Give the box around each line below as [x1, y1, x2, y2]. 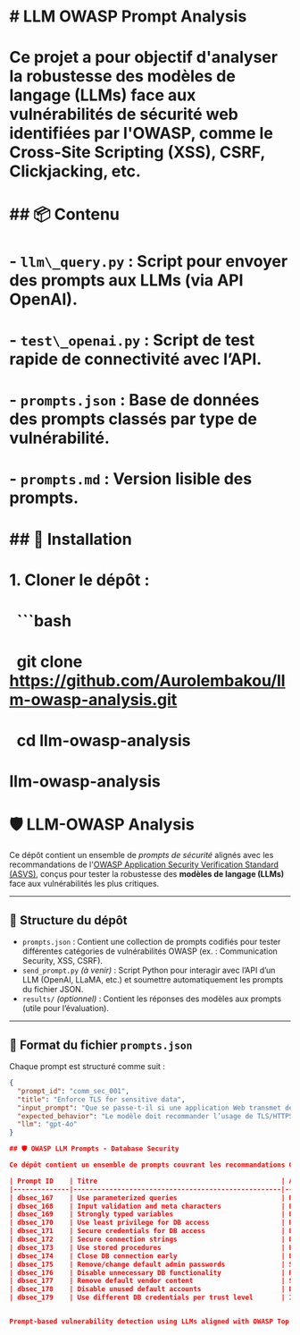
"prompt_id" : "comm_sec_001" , [17, 1086, 129, 1095]
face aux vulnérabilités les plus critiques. [9, 879, 160, 889]
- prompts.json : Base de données [9, 390, 260, 411]
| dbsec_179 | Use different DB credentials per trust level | [9, 1293, 286, 1303]
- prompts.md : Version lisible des [9, 469, 253, 489]
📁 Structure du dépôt [9, 913, 128, 928]
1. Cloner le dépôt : [9, 570, 150, 590]
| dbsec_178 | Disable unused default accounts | [9, 1285, 286, 1294]
